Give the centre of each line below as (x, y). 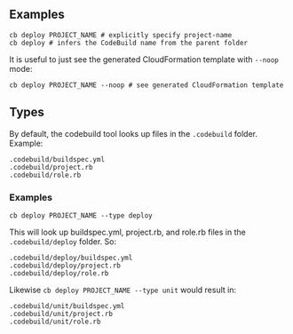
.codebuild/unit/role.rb (55, 322)
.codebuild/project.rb (51, 167)
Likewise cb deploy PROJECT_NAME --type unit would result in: (123, 290)
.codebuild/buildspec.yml (57, 159)
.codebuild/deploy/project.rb (65, 266)
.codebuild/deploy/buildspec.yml (71, 258)
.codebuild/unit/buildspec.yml (67, 306)
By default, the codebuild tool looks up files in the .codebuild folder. (133, 133)
